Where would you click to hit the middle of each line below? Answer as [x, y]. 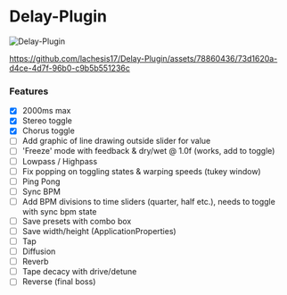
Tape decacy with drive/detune [79, 272]
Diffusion [39, 251]
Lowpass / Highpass [60, 161]
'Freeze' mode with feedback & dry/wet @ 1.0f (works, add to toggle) [148, 151]
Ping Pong [41, 181]
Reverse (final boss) [59, 282]
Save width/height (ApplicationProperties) [99, 231]
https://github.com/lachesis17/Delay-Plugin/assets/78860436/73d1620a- [143, 58]
